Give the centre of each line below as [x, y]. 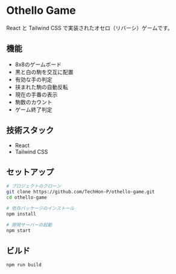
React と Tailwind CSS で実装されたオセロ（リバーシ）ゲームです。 [90, 28]
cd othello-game [27, 198]
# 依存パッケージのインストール [40, 208]
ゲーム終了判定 [33, 110]
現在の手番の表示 [36, 95]
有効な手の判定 [33, 79]
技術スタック [30, 130]
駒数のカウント [33, 102]
